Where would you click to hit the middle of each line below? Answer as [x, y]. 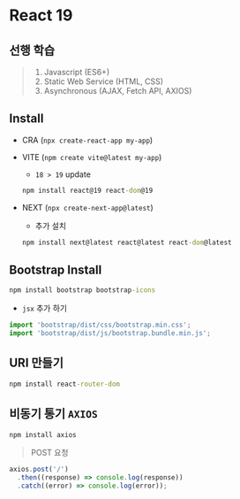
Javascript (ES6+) [77, 72]
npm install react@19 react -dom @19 [87, 190]
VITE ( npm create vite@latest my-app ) [92, 157]
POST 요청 [49, 453]
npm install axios [43, 434]
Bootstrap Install [56, 269]
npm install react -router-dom [65, 384]
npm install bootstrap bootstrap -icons [82, 290]
